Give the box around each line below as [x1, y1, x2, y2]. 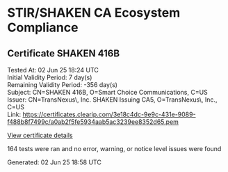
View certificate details [7, 131, 73, 139]
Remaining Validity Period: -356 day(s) [7, 81, 118, 88]
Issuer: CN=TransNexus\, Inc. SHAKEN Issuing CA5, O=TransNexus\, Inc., [7, 95, 218, 104]
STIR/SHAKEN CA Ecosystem [7, 5, 181, 21]
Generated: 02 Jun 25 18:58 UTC [7, 158, 102, 166]
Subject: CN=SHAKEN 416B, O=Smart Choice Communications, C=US [7, 88, 209, 96]
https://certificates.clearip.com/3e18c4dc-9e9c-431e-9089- [22, 110, 196, 118]
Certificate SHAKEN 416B [7, 47, 120, 59]
